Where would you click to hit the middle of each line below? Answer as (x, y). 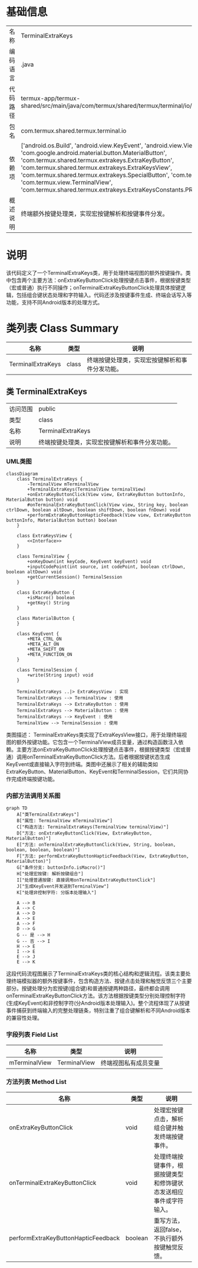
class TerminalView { (43, 556)
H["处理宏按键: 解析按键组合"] (50, 874)
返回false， (169, 1229)
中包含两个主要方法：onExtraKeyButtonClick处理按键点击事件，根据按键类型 (99, 280)
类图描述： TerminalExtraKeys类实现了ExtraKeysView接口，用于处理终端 (94, 734)
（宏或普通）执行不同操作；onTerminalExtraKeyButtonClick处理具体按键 (93, 287)
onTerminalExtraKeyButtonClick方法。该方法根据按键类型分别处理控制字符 (96, 996)
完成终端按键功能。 (34, 778)
